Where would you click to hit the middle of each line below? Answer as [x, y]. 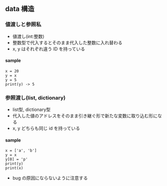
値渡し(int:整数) [28, 36]
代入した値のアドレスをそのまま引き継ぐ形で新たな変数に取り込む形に [85, 116]
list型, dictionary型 [32, 109]
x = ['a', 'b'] [21, 151]
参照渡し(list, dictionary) [35, 97]
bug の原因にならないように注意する [50, 178]
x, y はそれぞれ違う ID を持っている [49, 48]
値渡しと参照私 [23, 24]
